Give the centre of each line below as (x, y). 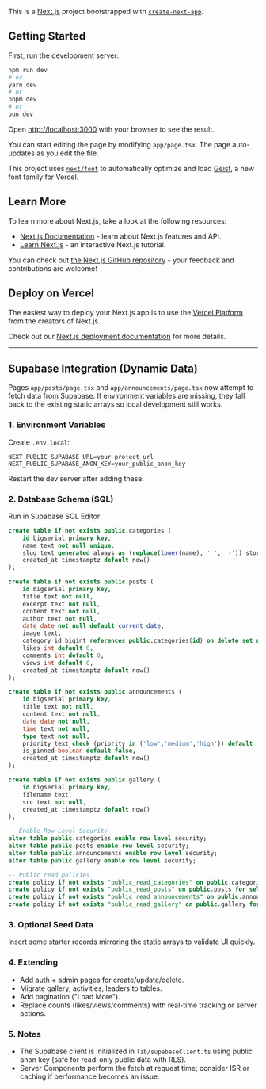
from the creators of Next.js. (54, 321)
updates (22, 153)
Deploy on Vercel (51, 294)
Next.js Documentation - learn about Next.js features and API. (120, 236)
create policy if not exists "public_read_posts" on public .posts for (127, 890)
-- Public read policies (49, 875)
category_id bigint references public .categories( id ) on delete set (138, 641)
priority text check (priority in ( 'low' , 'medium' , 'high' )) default (138, 743)
